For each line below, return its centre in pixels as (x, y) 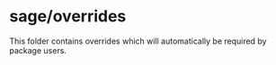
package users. (38, 50)
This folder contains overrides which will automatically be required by (138, 41)
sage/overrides (68, 16)
